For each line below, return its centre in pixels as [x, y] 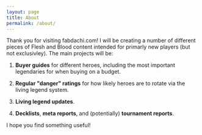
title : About [23, 18]
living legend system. [42, 90]
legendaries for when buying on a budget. [68, 72]
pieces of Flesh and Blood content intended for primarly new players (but [98, 47]
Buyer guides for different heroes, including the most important [95, 65]
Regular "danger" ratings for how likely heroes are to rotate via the [100, 83]
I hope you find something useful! [49, 125]
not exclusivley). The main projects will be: [60, 54]
